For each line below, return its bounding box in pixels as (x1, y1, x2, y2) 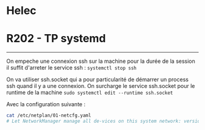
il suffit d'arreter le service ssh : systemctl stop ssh (6, 64, 137, 71)
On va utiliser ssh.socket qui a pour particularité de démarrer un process (6, 76, 189, 83)
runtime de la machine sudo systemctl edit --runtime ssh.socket (6, 89, 173, 96)
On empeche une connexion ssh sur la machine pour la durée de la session (6, 57, 195, 65)
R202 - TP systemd (6, 32, 106, 46)
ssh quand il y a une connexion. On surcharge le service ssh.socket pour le (6, 82, 195, 90)
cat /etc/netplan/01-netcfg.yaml (6, 112, 92, 119)
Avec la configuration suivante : (6, 101, 85, 108)
